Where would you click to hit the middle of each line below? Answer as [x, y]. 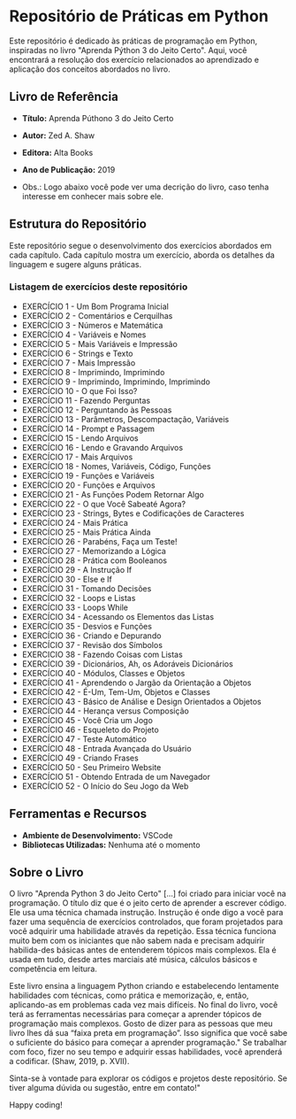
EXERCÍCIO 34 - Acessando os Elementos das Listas [118, 616]
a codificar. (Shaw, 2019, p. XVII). [69, 1061]
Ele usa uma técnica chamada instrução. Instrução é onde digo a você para [146, 913]
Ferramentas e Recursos [78, 814]
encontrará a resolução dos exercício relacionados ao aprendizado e [134, 59]
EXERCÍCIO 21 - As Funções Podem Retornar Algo [113, 494]
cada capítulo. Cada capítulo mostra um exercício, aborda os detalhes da [142, 255]
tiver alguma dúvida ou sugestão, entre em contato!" [105, 1088]
